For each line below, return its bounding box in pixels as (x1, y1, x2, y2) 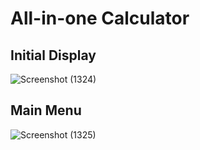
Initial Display (10, 47, 97, 64)
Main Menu (10, 102, 82, 119)
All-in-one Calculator (10, 7, 190, 30)
